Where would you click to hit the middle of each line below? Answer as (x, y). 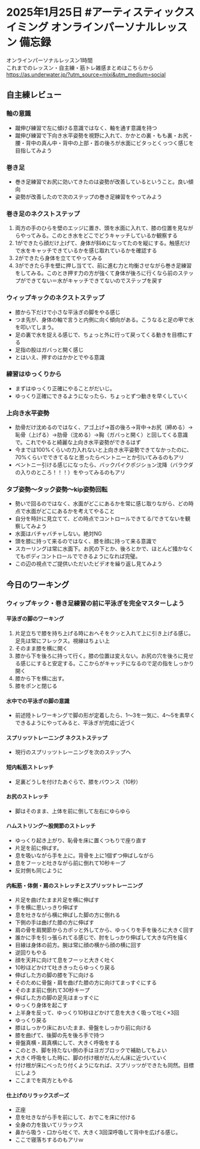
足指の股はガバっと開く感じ (49, 350)
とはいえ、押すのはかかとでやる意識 (60, 357)
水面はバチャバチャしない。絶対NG (58, 534)
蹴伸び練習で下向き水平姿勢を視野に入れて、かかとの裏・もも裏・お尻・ (104, 135)
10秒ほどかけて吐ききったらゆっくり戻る (65, 968)
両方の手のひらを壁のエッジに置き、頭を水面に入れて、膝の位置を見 (99, 228)
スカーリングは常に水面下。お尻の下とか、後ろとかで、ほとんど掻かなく (104, 549)
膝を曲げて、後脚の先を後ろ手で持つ (60, 1035)
